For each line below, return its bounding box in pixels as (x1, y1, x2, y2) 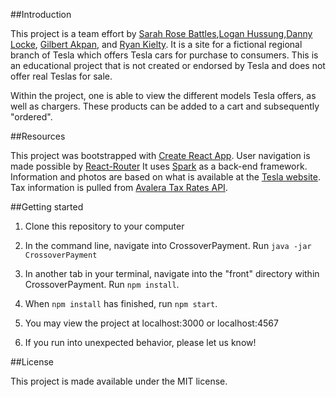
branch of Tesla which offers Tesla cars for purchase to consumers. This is (10, 49, 319, 61)
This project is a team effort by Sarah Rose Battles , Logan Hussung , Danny (10, 28, 313, 39)
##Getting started (10, 201, 84, 213)
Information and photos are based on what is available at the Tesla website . (10, 171, 321, 183)
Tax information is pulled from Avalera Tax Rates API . (10, 182, 228, 193)
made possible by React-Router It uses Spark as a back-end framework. (10, 160, 308, 172)
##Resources (10, 130, 66, 142)
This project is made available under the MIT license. (10, 375, 228, 387)
